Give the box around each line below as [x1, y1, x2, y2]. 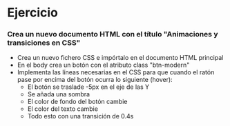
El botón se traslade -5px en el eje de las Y [27, 83, 150, 91]
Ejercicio [7, 5, 59, 21]
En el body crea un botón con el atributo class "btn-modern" [17, 61, 190, 70]
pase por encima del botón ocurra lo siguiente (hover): [17, 76, 173, 84]
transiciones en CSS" [7, 38, 81, 48]
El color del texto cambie [27, 105, 99, 113]
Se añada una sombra [27, 90, 90, 98]
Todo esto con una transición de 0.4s [27, 112, 134, 120]
